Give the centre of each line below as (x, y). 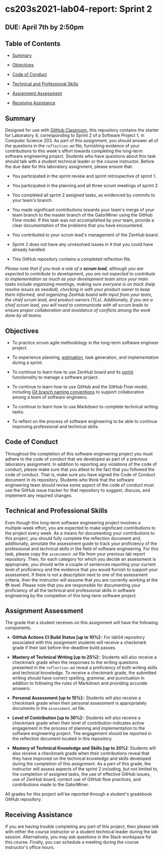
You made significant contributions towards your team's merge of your (83, 210)
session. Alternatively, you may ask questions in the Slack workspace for (78, 837)
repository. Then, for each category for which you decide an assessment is (81, 559)
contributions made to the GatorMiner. (51, 784)
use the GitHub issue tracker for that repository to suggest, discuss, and (78, 490)
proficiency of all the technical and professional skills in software (70, 590)
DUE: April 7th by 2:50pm (44, 27)
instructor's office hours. (30, 847)
